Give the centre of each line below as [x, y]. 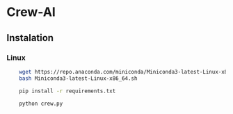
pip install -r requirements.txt [67, 91]
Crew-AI [31, 12]
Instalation [30, 38]
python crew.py [41, 104]
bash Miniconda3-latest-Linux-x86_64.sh [78, 78]
